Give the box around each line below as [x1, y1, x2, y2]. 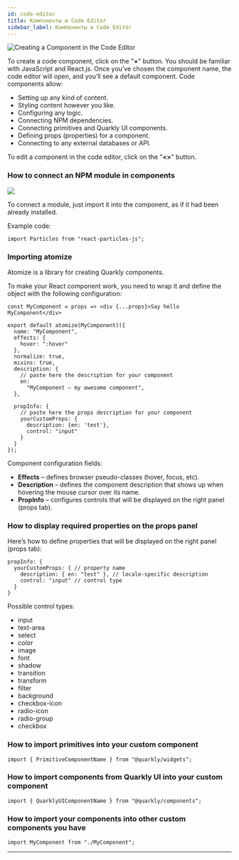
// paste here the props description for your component [20, 409, 193, 416]
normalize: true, [14, 353, 65, 360]
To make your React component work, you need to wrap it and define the [7, 281, 222, 290]
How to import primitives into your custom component [7, 740, 199, 750]
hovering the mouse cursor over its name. [17, 487, 141, 496]
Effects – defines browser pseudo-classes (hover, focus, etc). [17, 472, 200, 481]
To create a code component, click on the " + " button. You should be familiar [7, 57, 231, 66]
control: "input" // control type [20, 577, 122, 584]
